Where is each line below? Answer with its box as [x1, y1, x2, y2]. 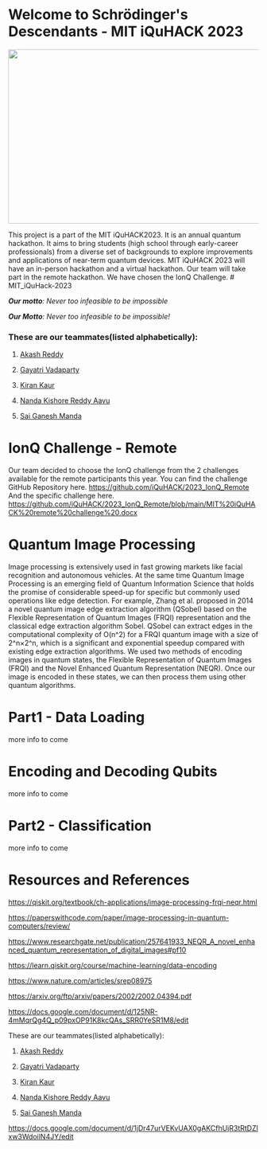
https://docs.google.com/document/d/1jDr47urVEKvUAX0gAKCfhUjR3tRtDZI [8, 1123, 258, 1132]
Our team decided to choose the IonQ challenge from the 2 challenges [8, 466, 239, 475]
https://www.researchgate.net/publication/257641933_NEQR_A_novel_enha [8, 936, 256, 946]
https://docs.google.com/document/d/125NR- [8, 1006, 158, 1016]
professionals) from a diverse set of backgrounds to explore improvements [8, 247, 253, 256]
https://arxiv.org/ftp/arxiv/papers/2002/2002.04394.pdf [8, 991, 192, 1001]
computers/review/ [8, 921, 71, 931]
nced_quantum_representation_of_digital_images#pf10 [8, 945, 187, 955]
